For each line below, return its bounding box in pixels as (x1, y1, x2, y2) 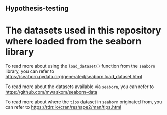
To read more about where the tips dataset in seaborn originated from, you (5, 99, 162, 105)
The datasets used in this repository (5, 24, 161, 36)
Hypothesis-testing (5, 4, 69, 13)
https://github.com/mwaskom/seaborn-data (5, 89, 98, 95)
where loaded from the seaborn (5, 35, 142, 47)
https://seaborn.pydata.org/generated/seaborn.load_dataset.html (5, 74, 142, 80)
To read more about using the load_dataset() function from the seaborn (5, 63, 155, 69)
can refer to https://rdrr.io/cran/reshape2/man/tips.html (5, 104, 121, 110)
